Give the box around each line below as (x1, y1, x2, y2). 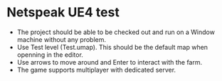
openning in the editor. (16, 50, 83, 59)
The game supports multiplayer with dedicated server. (16, 65, 176, 74)
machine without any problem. (16, 35, 107, 43)
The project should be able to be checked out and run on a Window (16, 28, 215, 36)
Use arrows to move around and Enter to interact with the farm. (16, 58, 203, 66)
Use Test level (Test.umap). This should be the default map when (16, 43, 208, 51)
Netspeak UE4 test (6, 4, 120, 21)
